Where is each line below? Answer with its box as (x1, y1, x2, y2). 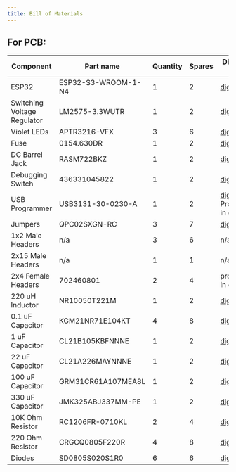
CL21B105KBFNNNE (58, 336, 130, 346)
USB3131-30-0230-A (58, 199, 138, 209)
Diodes (11, 453, 34, 463)
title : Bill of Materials (7, 10, 83, 18)
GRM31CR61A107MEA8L (58, 377, 146, 387)
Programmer (11, 203, 53, 213)
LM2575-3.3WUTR (58, 107, 125, 117)
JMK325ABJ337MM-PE (58, 397, 142, 407)
